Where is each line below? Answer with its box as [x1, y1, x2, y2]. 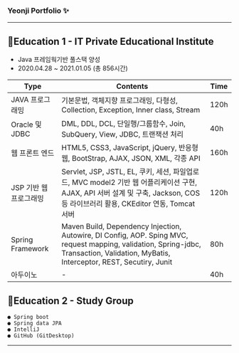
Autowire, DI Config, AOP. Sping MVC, [61, 231, 188, 241]
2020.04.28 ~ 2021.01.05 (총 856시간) [17, 64, 128, 73]
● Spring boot [7, 313, 50, 320]
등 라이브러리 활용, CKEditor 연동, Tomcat [61, 199, 196, 209]
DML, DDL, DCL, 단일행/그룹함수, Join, [61, 119, 186, 129]
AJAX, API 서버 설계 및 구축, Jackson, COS [61, 188, 201, 198]
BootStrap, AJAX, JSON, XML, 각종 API [71, 154, 201, 164]
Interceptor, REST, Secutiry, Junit [61, 257, 173, 267]
